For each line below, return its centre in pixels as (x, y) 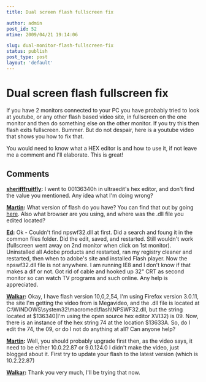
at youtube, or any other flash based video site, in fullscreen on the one (97, 117)
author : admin (25, 23)
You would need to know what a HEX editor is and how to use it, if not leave (102, 148)
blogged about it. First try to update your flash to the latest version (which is (102, 354)
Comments (28, 174)
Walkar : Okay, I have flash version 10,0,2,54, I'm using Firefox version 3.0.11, (103, 296)
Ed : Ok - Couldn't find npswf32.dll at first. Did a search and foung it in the (100, 232)
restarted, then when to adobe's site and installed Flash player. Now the (97, 258)
